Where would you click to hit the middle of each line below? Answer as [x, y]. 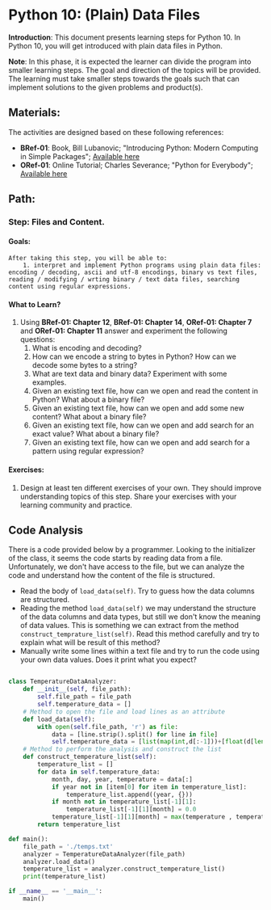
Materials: [34, 113]
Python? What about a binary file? [88, 400]
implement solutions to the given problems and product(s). [106, 87]
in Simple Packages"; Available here [79, 156]
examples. [49, 382]
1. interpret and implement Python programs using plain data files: [142, 265]
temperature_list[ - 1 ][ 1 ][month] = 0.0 [131, 810]
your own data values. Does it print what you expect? [108, 659]
